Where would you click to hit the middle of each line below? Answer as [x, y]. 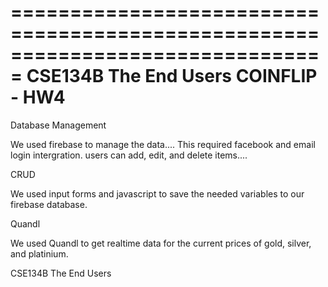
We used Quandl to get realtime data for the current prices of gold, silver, [161, 243]
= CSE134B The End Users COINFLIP [164, 76]
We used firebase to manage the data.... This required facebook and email [163, 144]
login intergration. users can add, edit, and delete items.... [129, 155]
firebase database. [49, 204]
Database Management [58, 125]
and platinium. [39, 253]
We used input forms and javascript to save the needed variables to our [157, 193]
